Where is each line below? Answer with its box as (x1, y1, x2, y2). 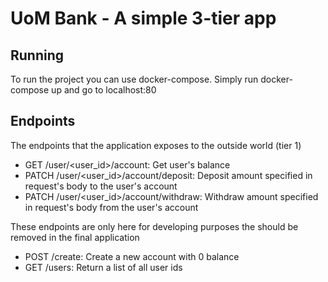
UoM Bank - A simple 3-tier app (10, 7, 277, 30)
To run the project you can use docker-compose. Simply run (10, 73, 259, 85)
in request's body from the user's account (24, 201, 199, 213)
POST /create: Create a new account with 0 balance (24, 250, 240, 262)
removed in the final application (10, 231, 140, 243)
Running (10, 47, 65, 64)
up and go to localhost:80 (51, 84, 157, 96)
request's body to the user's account (24, 180, 178, 192)
